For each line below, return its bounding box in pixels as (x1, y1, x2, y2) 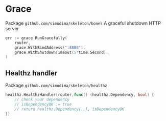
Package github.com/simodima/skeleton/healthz (5, 83, 107, 89)
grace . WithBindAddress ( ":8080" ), (14, 45, 86, 50)
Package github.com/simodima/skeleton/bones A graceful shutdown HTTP (5, 20, 161, 26)
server (5, 25, 19, 31)
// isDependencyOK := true (14, 102, 72, 107)
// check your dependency (14, 97, 70, 102)
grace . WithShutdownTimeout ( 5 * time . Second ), (14, 50, 109, 55)
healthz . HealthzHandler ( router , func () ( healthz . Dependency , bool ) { (5, 92, 154, 97)
